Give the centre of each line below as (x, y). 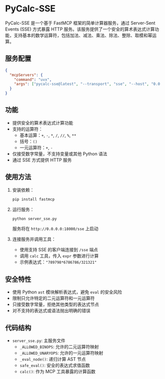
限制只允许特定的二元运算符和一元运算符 (53, 298)
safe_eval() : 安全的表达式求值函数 (55, 365)
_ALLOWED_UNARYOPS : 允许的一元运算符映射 (62, 353)
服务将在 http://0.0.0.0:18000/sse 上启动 (55, 229)
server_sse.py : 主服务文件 (39, 340)
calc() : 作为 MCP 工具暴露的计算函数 (58, 371)
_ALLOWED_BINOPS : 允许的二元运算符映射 (59, 347)
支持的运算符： (27, 129)
